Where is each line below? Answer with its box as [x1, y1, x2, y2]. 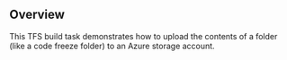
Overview [9, 7, 66, 22]
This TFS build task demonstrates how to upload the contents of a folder [9, 30, 278, 41]
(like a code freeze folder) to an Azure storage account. [9, 40, 215, 51]
